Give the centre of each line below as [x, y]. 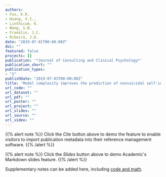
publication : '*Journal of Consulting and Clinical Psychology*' [74, 60]
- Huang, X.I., [21, 19]
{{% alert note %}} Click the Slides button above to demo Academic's [76, 154]
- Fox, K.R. [17, 14]
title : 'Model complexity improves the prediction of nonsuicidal [75, 83]
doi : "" [13, 46]
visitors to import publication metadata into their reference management [78, 139]
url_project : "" [22, 106]
